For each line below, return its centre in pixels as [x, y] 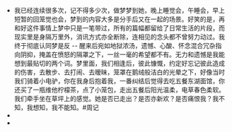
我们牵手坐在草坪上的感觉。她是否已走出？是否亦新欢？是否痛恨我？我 [116, 98]
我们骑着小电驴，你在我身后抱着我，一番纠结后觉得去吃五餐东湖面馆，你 [119, 81]
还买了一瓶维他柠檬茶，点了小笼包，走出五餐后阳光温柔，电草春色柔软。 [119, 90]
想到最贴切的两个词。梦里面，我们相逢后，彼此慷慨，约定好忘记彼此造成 [119, 63]
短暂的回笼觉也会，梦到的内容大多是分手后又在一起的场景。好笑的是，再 [119, 19]
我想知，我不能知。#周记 [63, 107]
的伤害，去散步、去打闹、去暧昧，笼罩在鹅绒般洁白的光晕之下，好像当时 [119, 72]
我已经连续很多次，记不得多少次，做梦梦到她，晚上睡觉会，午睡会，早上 [119, 10]
